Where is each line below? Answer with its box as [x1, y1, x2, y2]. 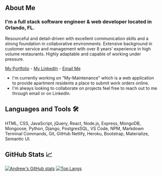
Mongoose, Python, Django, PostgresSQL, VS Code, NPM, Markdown [5, 126, 144, 131]
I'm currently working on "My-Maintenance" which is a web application [12, 75, 154, 80]
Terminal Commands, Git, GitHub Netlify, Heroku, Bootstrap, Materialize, [5, 130, 149, 136]
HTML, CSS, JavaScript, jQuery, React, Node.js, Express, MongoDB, [5, 120, 141, 126]
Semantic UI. [5, 136, 31, 142]
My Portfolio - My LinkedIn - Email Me [5, 65, 81, 71]
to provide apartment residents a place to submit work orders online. [12, 80, 149, 86]
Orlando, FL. [5, 24, 35, 31]
